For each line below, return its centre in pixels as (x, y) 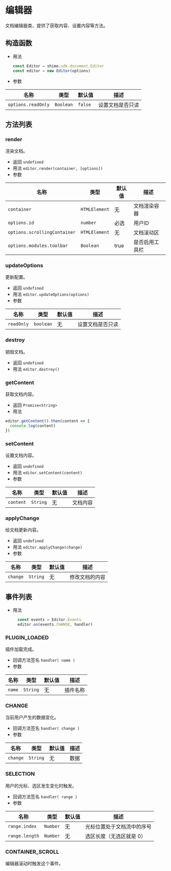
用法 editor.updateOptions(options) (51, 294)
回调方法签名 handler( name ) (44, 660)
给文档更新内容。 (23, 530)
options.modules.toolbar (38, 246)
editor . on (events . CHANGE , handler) (55, 624)
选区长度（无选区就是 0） (116, 836)
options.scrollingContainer (42, 233)
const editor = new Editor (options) (51, 71)
